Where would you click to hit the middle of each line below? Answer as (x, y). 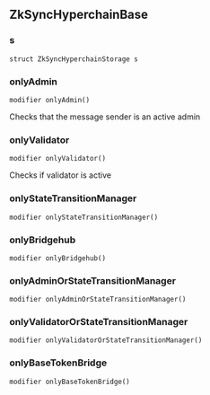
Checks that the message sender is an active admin (105, 117)
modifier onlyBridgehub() (57, 258)
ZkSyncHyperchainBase (79, 15)
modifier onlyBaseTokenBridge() (70, 382)
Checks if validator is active (61, 175)
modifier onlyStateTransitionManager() (84, 217)
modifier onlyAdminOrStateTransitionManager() (98, 300)
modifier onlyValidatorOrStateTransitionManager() (106, 340)
